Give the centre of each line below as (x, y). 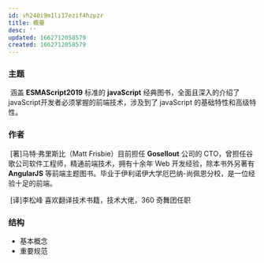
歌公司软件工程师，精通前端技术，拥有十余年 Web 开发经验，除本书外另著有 (131, 163)
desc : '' (22, 30)
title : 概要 (26, 23)
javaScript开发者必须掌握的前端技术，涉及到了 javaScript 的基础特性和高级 (129, 103)
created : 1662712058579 (47, 45)
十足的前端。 (35, 183)
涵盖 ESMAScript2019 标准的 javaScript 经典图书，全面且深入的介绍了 (125, 92)
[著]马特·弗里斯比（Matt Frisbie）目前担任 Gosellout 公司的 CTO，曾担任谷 (132, 153)
